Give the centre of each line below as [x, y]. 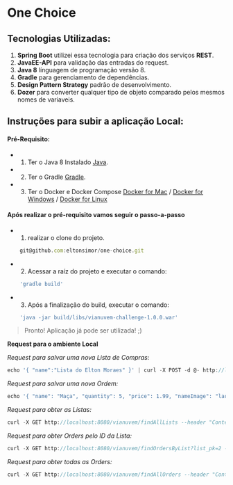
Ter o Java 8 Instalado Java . [68, 162]
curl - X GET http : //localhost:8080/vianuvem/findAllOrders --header [108, 475]
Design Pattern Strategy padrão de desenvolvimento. [94, 85]
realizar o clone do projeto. [66, 237]
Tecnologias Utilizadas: [59, 39]
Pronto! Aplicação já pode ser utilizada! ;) [83, 331]
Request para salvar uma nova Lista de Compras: [78, 358]
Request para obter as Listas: [50, 410]
